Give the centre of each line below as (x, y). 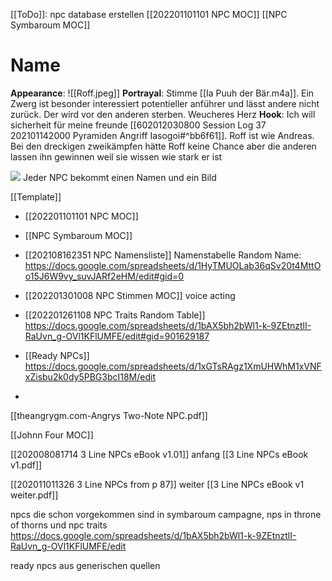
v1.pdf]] (26, 465)
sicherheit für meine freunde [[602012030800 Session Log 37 (138, 125)
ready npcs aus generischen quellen (85, 565)
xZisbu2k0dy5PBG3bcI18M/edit (90, 376)
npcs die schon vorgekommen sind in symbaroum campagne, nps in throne (166, 514)
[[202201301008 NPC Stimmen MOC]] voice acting (130, 295)
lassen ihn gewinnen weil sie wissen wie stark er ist (116, 156)
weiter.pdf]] (34, 495)
